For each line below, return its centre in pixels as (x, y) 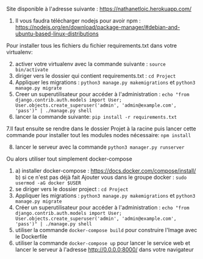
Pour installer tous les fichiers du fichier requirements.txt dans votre (92, 46)
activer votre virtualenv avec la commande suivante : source (90, 64)
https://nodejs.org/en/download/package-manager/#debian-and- (98, 27)
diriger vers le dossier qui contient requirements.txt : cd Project (95, 76)
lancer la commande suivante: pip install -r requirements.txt (96, 117)
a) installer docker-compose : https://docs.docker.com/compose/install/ (105, 171)
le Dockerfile (31, 236)
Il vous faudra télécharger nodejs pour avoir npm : (78, 21)
